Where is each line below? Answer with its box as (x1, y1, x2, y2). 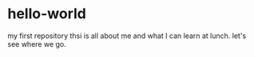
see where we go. (7, 39, 67, 48)
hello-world (7, 5, 87, 23)
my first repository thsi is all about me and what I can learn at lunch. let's (7, 31, 247, 40)
